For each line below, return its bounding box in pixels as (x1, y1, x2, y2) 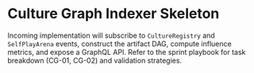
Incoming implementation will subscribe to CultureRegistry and (7, 31, 215, 40)
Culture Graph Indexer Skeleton (7, 5, 220, 23)
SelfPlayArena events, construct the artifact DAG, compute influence (7, 38, 232, 48)
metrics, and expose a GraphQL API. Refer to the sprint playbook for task (7, 47, 246, 57)
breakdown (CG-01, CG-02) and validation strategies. (7, 56, 183, 65)
